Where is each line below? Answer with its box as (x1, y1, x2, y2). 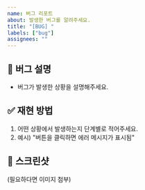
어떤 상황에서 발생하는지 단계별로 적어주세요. (17, 124, 139, 133)
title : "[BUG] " (7, 23, 54, 30)
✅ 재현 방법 (7, 105, 53, 117)
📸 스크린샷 (7, 155, 50, 167)
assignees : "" (7, 36, 49, 43)
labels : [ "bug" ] (7, 29, 54, 37)
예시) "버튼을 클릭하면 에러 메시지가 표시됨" (17, 133, 135, 142)
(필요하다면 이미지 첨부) (7, 175, 71, 183)
